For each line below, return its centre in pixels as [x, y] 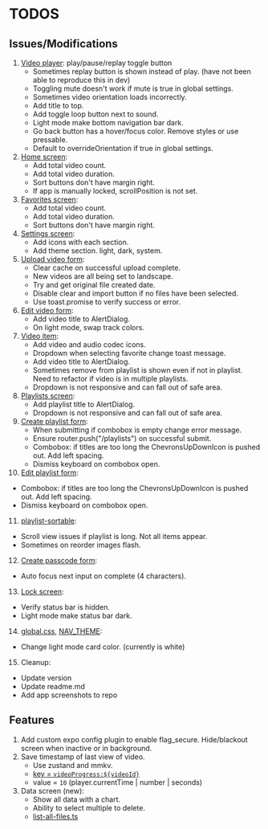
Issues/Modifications [64, 44]
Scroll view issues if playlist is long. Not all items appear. [114, 536]
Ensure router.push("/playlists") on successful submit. [122, 438]
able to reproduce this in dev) [81, 80]
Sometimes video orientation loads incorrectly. [110, 97]
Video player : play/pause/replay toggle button [96, 63]
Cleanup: [36, 662]
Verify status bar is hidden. [65, 607]
